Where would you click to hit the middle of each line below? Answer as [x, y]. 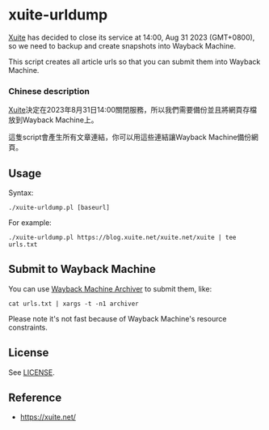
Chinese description [49, 91]
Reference [35, 398]
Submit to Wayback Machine [82, 269]
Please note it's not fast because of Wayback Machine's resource [118, 318]
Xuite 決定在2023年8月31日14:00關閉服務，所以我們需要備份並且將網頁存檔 [132, 110]
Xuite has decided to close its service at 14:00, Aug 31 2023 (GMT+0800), [132, 37]
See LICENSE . [32, 372]
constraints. [28, 327]
